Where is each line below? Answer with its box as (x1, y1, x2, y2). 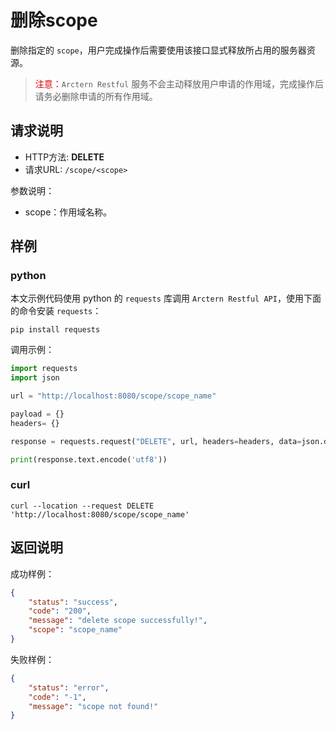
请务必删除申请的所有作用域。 (34, 90, 158, 102)
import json (10, 373, 60, 383)
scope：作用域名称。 (24, 206, 113, 218)
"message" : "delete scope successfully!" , (28, 616, 208, 626)
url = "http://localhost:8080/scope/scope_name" (10, 391, 217, 401)
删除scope (10, 9, 98, 32)
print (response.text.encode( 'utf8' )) (10, 454, 168, 465)
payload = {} (10, 409, 65, 420)
